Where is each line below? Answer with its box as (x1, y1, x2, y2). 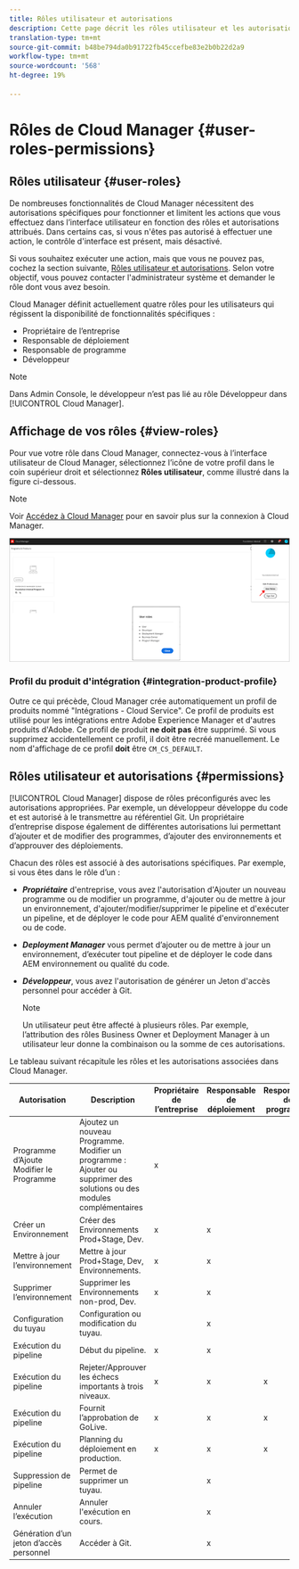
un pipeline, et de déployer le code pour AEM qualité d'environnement (21, 912, 279, 923)
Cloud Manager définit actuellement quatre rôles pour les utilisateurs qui (9, 299, 274, 310)
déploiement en (79, 1443, 137, 1454)
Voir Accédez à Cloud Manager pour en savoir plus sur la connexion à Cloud (9, 510, 289, 521)
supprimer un (79, 1474, 129, 1485)
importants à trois (79, 1381, 144, 1391)
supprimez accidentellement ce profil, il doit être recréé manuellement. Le (9, 733, 280, 744)
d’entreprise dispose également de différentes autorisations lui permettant (9, 821, 281, 831)
